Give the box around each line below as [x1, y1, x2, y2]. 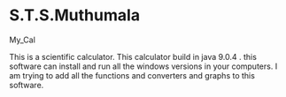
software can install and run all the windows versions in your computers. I [9, 61, 278, 71]
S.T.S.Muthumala [9, 5, 140, 26]
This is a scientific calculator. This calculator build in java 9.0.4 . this [9, 51, 257, 62]
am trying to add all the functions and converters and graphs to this [9, 70, 255, 80]
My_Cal [9, 34, 35, 45]
